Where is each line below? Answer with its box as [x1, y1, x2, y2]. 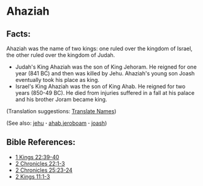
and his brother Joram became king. [15, 96, 107, 103]
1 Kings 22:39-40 [15, 153, 59, 160]
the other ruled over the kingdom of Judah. [6, 51, 115, 59]
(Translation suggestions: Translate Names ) [6, 108, 117, 114]
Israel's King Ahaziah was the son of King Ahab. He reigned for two [15, 83, 186, 90]
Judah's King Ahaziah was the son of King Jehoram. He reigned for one [15, 63, 197, 70]
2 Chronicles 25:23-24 [15, 166, 73, 174]
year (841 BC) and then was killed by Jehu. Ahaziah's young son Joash [15, 70, 195, 77]
